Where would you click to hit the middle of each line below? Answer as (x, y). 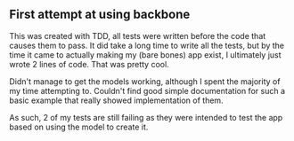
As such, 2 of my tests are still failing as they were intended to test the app (146, 117)
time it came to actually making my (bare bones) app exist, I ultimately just (146, 55)
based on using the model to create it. (79, 127)
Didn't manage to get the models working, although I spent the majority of (145, 81)
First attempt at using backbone (100, 15)
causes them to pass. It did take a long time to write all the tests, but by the (147, 45)
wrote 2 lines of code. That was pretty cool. (89, 64)
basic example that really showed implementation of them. (117, 100)
